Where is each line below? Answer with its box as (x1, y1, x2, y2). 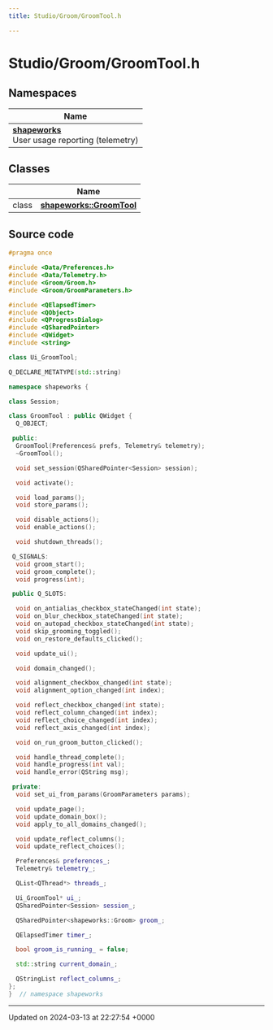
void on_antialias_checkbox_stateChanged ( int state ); (15, 605, 201, 613)
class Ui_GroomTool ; (8, 353, 79, 362)
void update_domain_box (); (15, 812, 107, 821)
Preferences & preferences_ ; (15, 857, 111, 866)
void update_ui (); (15, 650, 79, 658)
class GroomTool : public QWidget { (8, 412, 132, 420)
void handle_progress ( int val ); (15, 761, 126, 769)
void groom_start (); (15, 560, 85, 568)
